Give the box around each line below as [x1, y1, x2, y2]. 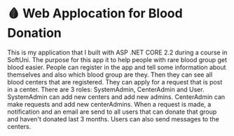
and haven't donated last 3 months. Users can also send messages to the [7, 114, 219, 123]
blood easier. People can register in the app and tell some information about [7, 63, 226, 71]
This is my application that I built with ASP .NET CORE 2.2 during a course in [7, 48, 228, 56]
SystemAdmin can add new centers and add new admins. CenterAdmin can [7, 92, 226, 101]
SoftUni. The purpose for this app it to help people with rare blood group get [7, 55, 228, 63]
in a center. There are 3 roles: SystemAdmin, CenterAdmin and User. [7, 85, 205, 93]
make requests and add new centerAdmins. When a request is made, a [7, 100, 212, 108]
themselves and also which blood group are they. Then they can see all [7, 70, 213, 79]
